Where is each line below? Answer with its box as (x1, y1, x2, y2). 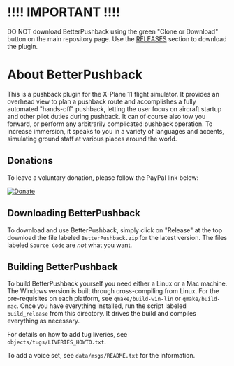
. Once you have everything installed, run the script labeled (16, 302, 187, 310)
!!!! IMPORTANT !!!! (7, 4, 121, 20)
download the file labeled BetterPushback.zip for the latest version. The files (7, 233, 228, 241)
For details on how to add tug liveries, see (7, 330, 128, 339)
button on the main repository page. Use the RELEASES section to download (7, 34, 227, 43)
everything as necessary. (7, 316, 80, 325)
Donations (7, 155, 54, 167)
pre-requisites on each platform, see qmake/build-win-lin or (7, 295, 182, 303)
